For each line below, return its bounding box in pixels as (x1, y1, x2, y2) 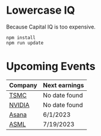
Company (9, 81, 37, 89)
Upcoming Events (6, 60, 96, 73)
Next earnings (43, 81, 84, 89)
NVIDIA (9, 100, 30, 109)
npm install (6, 34, 36, 40)
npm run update (6, 40, 44, 46)
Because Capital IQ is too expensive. (6, 23, 96, 30)
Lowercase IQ (6, 4, 75, 17)
